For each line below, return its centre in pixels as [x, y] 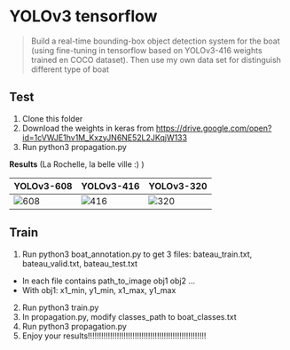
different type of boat [70, 69]
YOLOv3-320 [178, 186]
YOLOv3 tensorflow [83, 16]
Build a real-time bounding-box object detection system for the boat [155, 41]
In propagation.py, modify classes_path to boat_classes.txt [129, 316]
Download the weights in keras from [88, 128]
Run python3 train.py [60, 307]
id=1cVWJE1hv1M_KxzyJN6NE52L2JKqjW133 [105, 137]
